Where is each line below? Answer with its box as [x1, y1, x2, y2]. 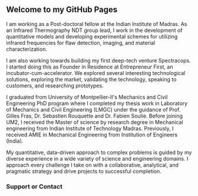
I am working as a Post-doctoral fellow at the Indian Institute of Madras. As [6, 20, 187, 27]
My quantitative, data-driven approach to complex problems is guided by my [6, 149, 192, 156]
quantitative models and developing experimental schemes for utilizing [6, 32, 178, 40]
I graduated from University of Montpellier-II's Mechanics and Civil [6, 93, 168, 100]
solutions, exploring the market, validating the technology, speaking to [6, 76, 177, 83]
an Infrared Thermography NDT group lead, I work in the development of [6, 27, 183, 34]
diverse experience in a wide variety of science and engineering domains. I [6, 155, 189, 162]
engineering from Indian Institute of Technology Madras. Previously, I [6, 125, 174, 132]
